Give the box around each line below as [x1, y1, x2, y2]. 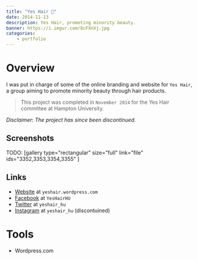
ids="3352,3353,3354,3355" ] [6, 155, 80, 162]
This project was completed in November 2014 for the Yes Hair [20, 98, 170, 106]
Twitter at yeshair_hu [14, 200, 66, 208]
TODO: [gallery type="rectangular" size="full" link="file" [6, 149, 144, 156]
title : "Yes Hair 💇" [6, 8, 57, 15]
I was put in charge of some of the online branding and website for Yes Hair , [6, 81, 193, 88]
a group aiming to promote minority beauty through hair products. [6, 87, 167, 94]
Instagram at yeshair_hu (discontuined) [14, 207, 111, 214]
